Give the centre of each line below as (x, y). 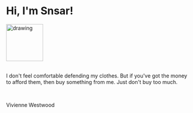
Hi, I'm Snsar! (40, 11)
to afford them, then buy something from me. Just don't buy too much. (92, 82)
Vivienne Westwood (30, 105)
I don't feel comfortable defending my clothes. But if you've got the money (97, 76)
